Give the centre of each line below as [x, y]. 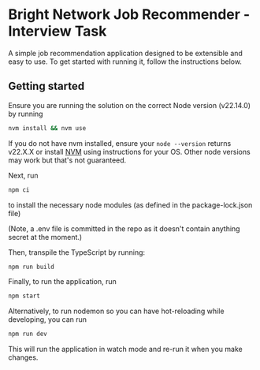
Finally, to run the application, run [62, 282]
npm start [24, 296]
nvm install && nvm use [47, 128]
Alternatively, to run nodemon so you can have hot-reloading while [116, 311]
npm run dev [28, 334]
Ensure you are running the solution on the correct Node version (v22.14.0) [129, 105]
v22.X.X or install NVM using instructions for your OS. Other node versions [129, 151]
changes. [23, 357]
